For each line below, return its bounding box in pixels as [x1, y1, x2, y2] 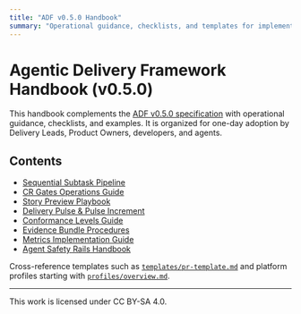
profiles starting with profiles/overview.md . [9, 270, 170, 282]
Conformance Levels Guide [21, 216, 124, 226]
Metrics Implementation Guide [21, 234, 134, 245]
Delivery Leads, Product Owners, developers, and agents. [9, 127, 222, 139]
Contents [9, 153, 63, 168]
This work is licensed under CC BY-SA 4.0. [9, 296, 168, 307]
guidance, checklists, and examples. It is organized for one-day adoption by [9, 118, 289, 129]
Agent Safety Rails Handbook [21, 243, 132, 255]
